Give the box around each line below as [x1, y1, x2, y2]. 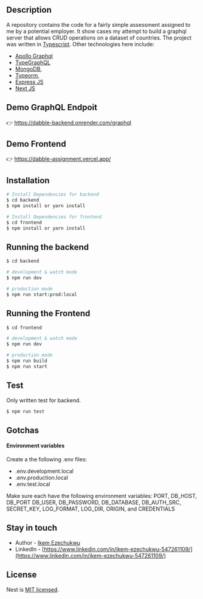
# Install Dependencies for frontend [6, 213, 102, 220]
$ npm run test [6, 408, 45, 414]
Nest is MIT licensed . [6, 586, 60, 593]
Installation [6, 175, 50, 185]
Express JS [15, 78, 44, 85]
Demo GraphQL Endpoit [6, 102, 97, 113]
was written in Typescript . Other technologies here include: [6, 40, 155, 48]
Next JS [15, 85, 35, 92]
